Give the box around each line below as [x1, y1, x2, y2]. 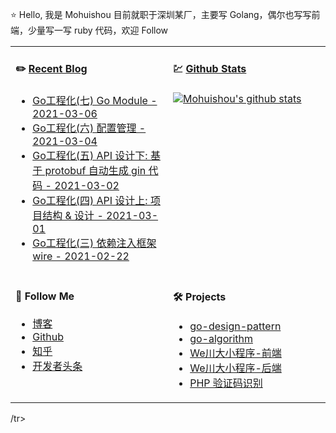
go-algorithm [189, 332, 253, 346]
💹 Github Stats [173, 62, 247, 76]
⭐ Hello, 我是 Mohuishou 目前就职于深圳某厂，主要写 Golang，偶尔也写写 [10, 9, 312, 20]
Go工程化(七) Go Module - [32, 93, 158, 107]
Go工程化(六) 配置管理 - [32, 121, 147, 135]
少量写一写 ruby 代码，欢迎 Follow [27, 24, 169, 36]
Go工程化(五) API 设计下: [32, 148, 148, 162]
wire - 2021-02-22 [32, 249, 130, 263]
